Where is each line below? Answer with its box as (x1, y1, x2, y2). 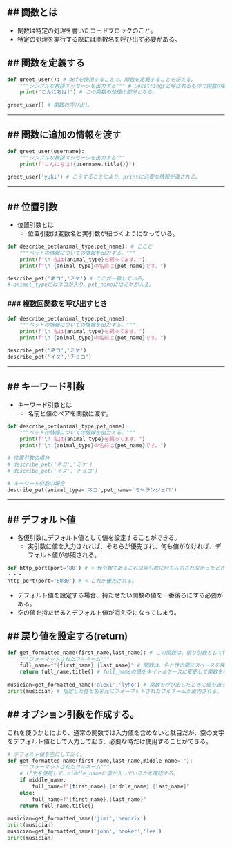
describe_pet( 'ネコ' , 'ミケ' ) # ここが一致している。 (7, 275, 147, 282)
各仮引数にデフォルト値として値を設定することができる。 (17, 534, 181, 542)
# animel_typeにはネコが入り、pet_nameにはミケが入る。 (7, 281, 154, 289)
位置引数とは (17, 221, 54, 228)
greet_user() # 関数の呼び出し (7, 102, 90, 109)
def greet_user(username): (7, 147, 85, 154)
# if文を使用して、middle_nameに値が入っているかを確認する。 (19, 770, 179, 777)
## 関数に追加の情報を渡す (7, 129, 122, 141)
